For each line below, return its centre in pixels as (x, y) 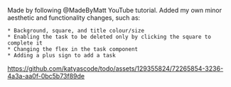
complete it (25, 43)
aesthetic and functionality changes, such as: (74, 18)
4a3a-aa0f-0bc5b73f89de (46, 76)
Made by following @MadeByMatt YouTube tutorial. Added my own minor (115, 10)
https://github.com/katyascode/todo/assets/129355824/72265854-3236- (116, 69)
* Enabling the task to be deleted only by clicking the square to (109, 37)
